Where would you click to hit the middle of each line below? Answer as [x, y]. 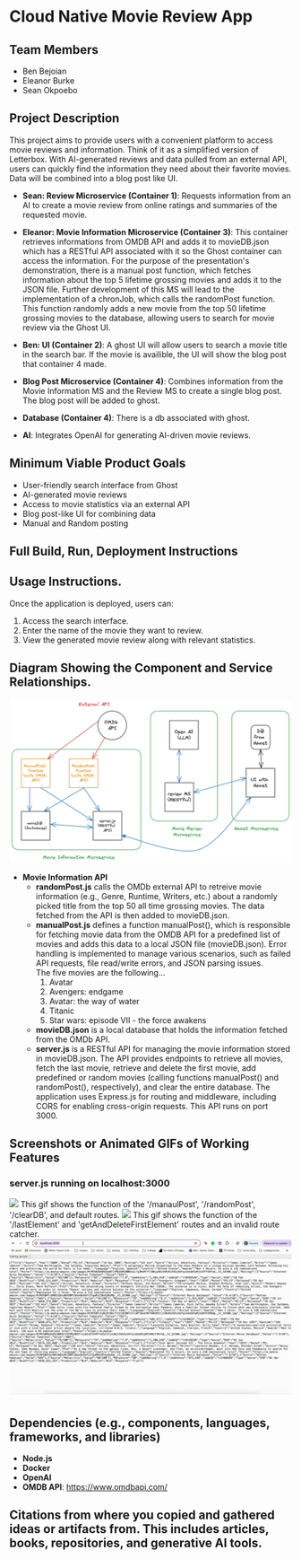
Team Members [54, 50]
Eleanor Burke [48, 81]
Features [34, 1158]
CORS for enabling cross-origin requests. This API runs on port [152, 1106]
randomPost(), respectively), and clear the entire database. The [153, 1087]
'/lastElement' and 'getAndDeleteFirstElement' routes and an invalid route [145, 1224]
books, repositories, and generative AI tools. [136, 1543]
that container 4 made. [64, 363]
